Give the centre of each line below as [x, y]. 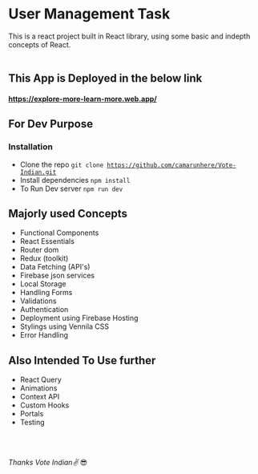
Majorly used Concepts [68, 214]
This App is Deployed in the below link [105, 78]
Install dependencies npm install [75, 180]
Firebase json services [57, 275]
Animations [38, 388]
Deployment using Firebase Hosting [79, 318]
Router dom [39, 250]
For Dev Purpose [51, 124]
